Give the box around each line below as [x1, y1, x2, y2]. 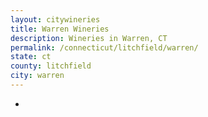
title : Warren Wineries [10, 24, 110, 34]
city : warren [10, 71, 65, 81]
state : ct [10, 52, 52, 62]
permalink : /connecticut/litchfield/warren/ [10, 42, 199, 53]
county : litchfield [10, 61, 92, 71]
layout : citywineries [10, 14, 101, 25]
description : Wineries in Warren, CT [10, 33, 168, 43]
